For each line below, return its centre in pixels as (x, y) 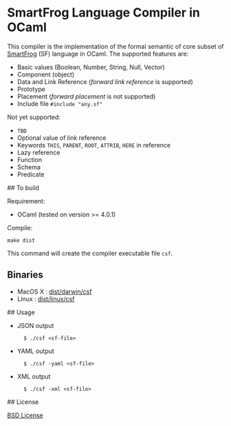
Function (30, 159)
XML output (34, 376)
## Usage (21, 312)
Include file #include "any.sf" (60, 103)
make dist (21, 240)
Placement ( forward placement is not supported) (86, 96)
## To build (23, 187)
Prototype (31, 89)
